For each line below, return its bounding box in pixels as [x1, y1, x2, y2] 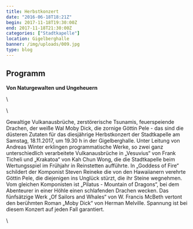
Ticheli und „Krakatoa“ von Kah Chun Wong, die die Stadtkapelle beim [6, 156, 175, 163]
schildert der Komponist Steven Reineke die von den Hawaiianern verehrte [6, 168, 186, 175]
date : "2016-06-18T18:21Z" [6, 14, 72, 20]
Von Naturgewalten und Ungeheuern [6, 84, 98, 91]
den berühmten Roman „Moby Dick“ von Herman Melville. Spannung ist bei [6, 199, 188, 206]
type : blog [6, 47, 33, 53]
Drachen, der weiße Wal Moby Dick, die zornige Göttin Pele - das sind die [6, 124, 184, 132]
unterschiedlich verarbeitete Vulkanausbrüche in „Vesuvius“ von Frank [6, 149, 176, 156]
